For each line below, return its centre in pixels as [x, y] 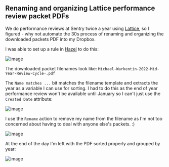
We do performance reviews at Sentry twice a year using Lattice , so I [77, 28]
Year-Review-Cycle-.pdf [30, 73]
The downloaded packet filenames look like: [51, 68]
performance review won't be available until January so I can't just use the [83, 94]
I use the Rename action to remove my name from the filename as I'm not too [84, 118]
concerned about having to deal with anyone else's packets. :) [70, 124]
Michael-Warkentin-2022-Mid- [129, 69]
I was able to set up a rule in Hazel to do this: [52, 49]
